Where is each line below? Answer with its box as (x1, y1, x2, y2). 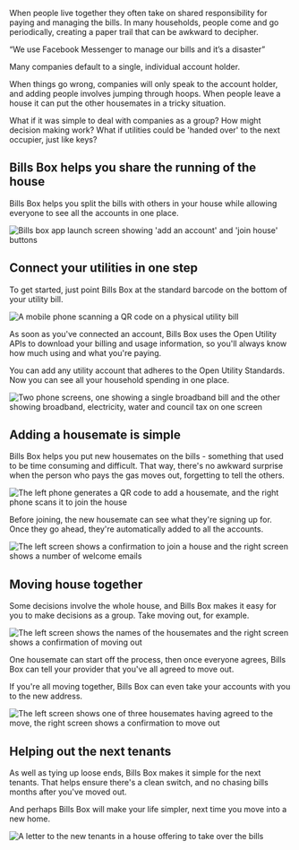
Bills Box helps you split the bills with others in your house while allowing (9, 197, 278, 209)
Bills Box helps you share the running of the (9, 160, 257, 176)
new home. (9, 813, 51, 824)
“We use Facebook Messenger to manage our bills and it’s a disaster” (9, 44, 266, 55)
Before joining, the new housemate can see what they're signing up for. (9, 515, 273, 525)
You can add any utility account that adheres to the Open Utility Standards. (9, 365, 286, 376)
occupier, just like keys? (9, 134, 98, 144)
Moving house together (9, 577, 143, 592)
